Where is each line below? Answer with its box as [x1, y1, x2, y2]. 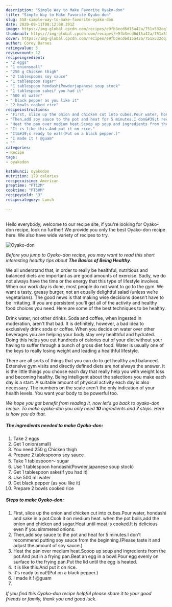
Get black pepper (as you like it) [13, 480, 81, 486]
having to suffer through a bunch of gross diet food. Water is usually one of [6, 342, 164, 348]
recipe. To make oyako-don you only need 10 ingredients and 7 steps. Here [6, 405, 165, 411]
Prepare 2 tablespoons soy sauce [13, 452, 84, 458]
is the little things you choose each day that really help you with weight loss [6, 368, 165, 375]
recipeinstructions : [6, 107, 50, 112]
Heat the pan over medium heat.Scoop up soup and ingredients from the [13, 548, 166, 554]
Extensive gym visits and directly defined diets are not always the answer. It [6, 363, 165, 369]
